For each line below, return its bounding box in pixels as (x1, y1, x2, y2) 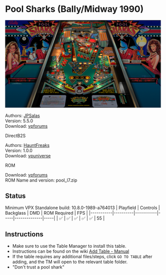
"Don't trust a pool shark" (12, 264, 65, 270)
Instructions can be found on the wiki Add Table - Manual (12, 248, 129, 254)
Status (5, 191, 26, 200)
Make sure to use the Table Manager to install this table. (12, 243, 126, 249)
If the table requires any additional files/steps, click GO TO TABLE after (12, 254, 153, 260)
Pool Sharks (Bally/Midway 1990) (5, 3, 144, 15)
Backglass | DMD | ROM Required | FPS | (5, 210, 88, 216)
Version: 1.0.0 (5, 147, 33, 154)
